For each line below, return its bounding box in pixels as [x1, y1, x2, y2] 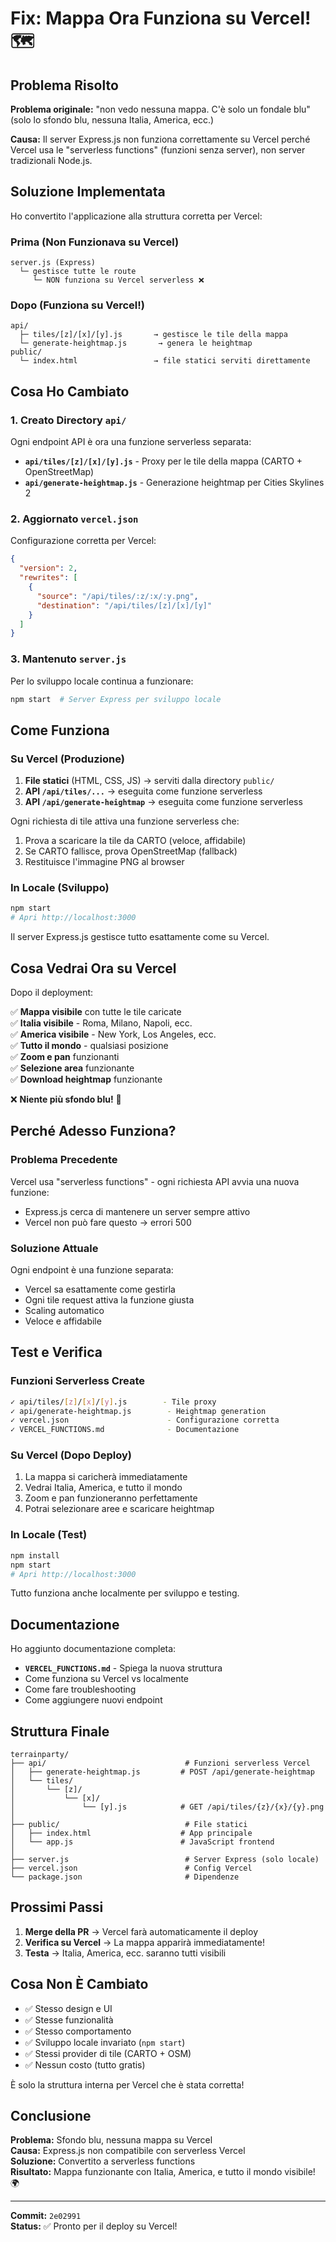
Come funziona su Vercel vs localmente [24, 1673, 190, 1685]
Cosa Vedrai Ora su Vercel [10, 960, 177, 977]
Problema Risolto [10, 77, 119, 94]
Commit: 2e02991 [10, 2210, 82, 2222]
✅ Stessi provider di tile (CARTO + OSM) [24, 2047, 192, 2059]
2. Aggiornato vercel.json [10, 512, 139, 526]
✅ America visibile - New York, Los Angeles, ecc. [10, 1028, 217, 1040]
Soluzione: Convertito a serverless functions [10, 2155, 196, 2167]
